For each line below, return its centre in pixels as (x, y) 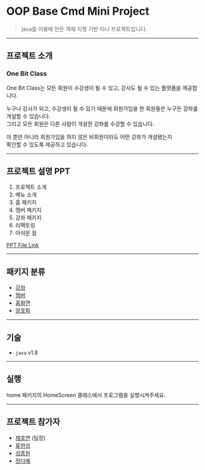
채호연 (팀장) (30, 438)
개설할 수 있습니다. (28, 116)
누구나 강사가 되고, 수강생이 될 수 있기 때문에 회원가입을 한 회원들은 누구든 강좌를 (102, 108)
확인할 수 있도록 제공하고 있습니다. (47, 144)
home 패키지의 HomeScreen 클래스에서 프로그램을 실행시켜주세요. (86, 395)
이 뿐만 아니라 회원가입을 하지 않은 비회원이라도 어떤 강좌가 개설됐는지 (89, 136)
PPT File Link (23, 245)
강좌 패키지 (28, 218)
